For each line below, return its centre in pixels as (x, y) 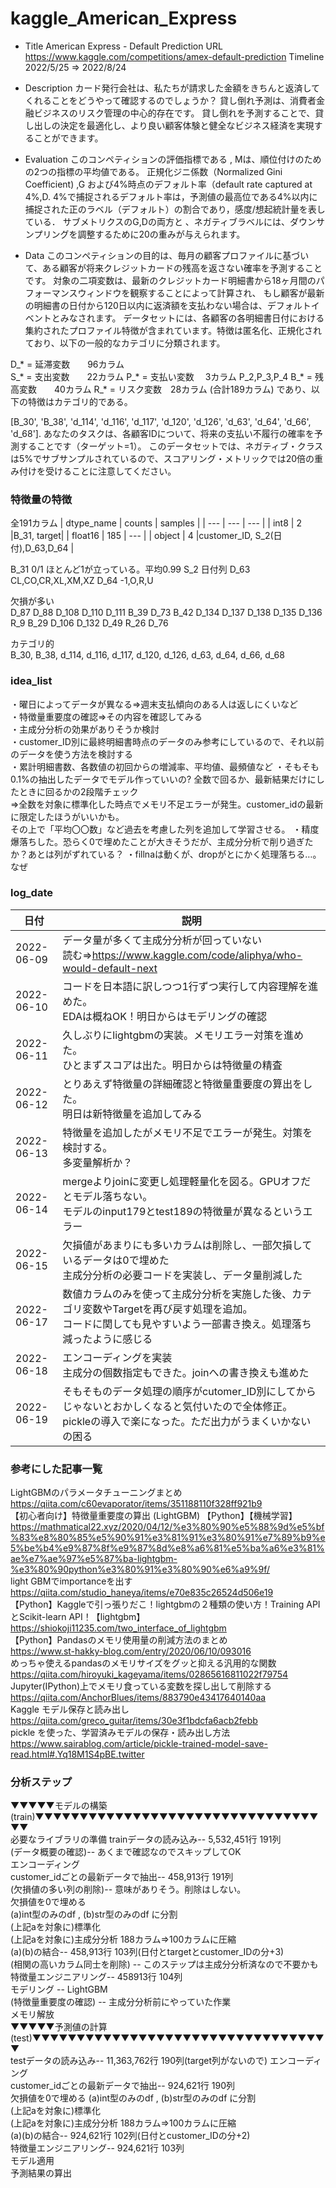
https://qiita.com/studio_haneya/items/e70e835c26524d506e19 (142, 1593)
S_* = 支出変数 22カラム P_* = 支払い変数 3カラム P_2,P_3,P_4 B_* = (161, 376)
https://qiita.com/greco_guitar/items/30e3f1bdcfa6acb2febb (134, 1721)
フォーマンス (51, 293)
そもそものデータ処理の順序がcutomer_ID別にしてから (189, 1391)
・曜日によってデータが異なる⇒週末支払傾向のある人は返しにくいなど (154, 704)
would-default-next (110, 968)
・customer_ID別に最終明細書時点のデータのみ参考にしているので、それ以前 (167, 741)
